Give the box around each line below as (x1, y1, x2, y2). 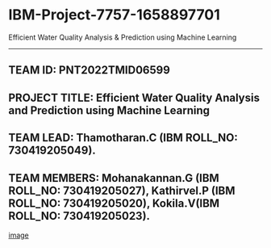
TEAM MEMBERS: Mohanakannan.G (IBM (8, 171, 219, 185)
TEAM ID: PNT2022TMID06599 (8, 63, 171, 78)
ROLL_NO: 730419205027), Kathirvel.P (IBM (8, 183, 236, 197)
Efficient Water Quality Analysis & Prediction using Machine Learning (8, 32, 237, 42)
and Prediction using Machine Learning (8, 103, 211, 117)
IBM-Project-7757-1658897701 (8, 6, 220, 24)
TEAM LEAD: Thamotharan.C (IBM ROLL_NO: (8, 131, 238, 145)
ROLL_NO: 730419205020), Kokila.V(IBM (8, 196, 220, 210)
